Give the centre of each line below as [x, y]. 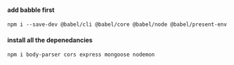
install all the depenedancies [50, 40]
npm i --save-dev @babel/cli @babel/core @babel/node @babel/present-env [117, 24]
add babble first [31, 10]
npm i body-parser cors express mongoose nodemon [81, 55]
